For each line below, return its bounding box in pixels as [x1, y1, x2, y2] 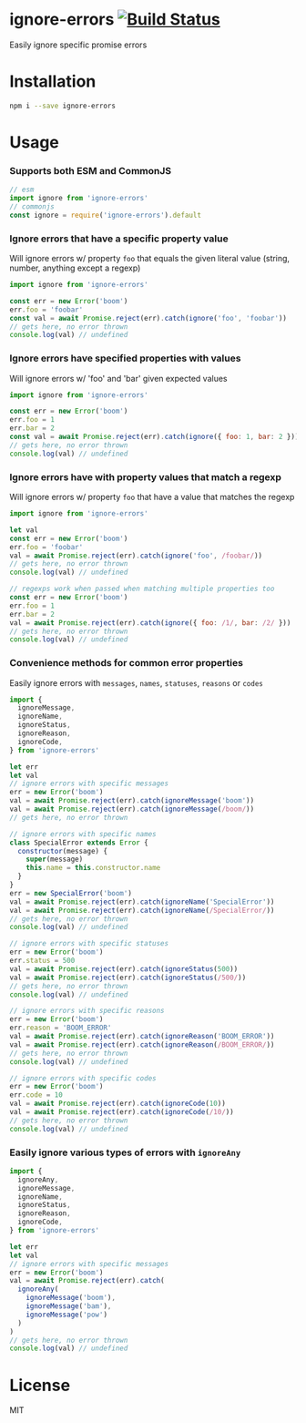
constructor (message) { [17, 846, 107, 855]
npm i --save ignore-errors [9, 101, 117, 110]
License [9, 1375, 71, 1396]
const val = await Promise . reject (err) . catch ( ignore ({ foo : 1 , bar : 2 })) [9, 433, 300, 442]
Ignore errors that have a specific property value [9, 232, 229, 245]
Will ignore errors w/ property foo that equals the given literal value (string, [9, 253, 290, 264]
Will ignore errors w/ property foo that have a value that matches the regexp [9, 492, 295, 502]
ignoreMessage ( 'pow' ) [25, 1310, 107, 1319]
